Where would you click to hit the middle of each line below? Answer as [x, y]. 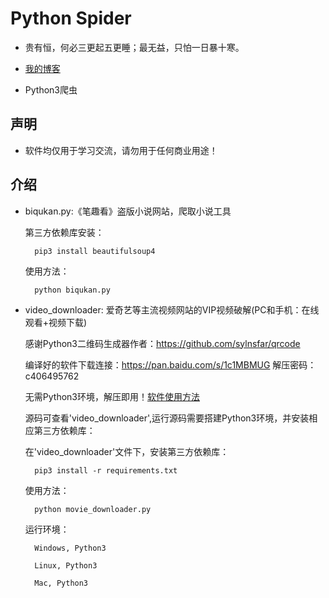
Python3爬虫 [51, 89]
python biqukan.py [72, 290]
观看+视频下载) [56, 322]
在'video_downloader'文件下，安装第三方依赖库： [127, 451]
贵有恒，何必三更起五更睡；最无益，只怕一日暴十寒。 [134, 47]
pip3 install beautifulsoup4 [95, 251]
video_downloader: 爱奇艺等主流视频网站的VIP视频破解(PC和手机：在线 [172, 309]
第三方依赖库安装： [64, 232]
